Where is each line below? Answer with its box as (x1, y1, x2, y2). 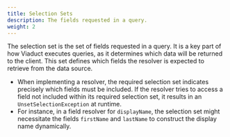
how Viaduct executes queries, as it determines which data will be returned (7, 49, 223, 58)
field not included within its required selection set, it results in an (17, 92, 202, 101)
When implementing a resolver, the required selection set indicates (17, 78, 209, 86)
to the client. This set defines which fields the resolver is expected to (7, 57, 205, 65)
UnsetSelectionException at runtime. (17, 100, 122, 108)
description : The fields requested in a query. (7, 17, 148, 24)
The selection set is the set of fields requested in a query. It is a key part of (7, 42, 222, 51)
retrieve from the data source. (7, 64, 93, 73)
